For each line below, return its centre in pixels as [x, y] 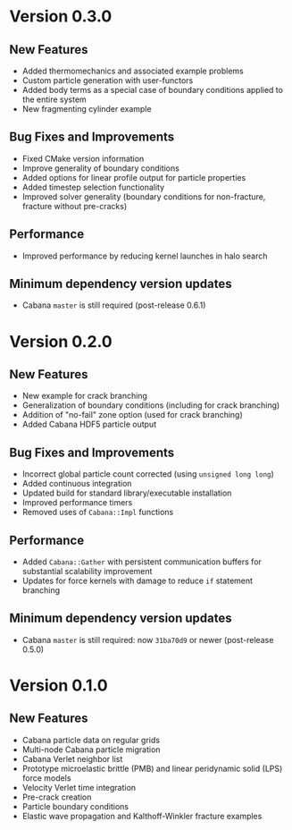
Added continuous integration [77, 484]
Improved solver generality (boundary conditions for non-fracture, [144, 196]
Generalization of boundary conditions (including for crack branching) [151, 405]
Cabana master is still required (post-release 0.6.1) [114, 305]
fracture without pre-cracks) [75, 206]
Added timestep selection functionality [93, 187]
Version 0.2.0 [61, 341]
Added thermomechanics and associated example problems [133, 71]
